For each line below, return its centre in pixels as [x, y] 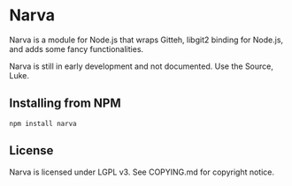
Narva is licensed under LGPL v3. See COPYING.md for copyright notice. [142, 172]
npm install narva [43, 123]
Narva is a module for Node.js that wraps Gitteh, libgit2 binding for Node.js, [146, 40]
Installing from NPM [65, 104]
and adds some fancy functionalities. [77, 48]
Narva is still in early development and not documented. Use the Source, [142, 66]
